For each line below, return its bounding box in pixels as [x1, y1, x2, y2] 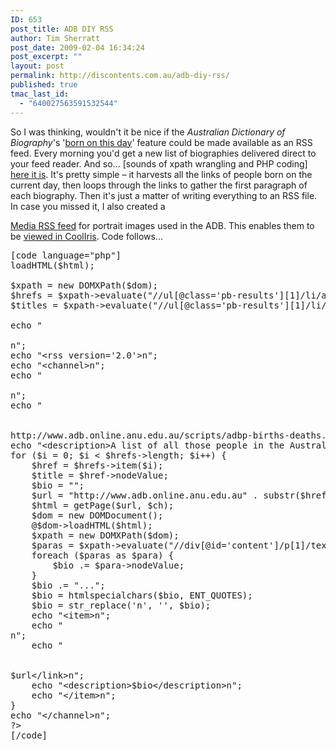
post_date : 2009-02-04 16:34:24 [10, 42, 145, 53]
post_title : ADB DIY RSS [10, 24, 114, 34]
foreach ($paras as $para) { [31, 549, 175, 561]
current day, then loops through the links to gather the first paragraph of [10, 179, 308, 191]
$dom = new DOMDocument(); [31, 509, 164, 521]
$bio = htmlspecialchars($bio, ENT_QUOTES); [31, 589, 253, 601]
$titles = [10, 299, 58, 311]
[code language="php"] [10, 249, 122, 261]
